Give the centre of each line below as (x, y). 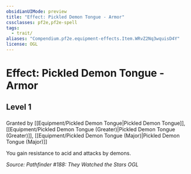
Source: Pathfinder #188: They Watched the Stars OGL (73, 165)
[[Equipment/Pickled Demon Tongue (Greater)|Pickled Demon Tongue (91, 129)
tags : (13, 28)
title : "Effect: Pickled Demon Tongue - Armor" (66, 17)
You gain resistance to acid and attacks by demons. (68, 153)
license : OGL (22, 45)
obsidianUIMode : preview (36, 11)
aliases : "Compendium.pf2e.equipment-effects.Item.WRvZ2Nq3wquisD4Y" (93, 39)
